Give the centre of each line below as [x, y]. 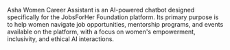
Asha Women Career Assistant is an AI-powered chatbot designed [101, 10]
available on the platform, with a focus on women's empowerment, [101, 32]
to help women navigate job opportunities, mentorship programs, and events [115, 24]
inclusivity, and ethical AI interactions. [61, 39]
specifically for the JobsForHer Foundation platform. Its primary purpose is [113, 17]
